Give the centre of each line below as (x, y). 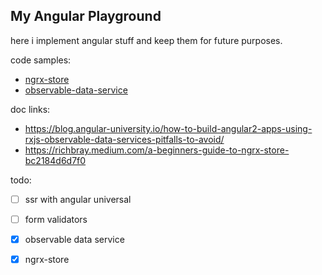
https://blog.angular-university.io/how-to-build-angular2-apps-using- (168, 128)
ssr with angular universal (78, 199)
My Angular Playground (86, 16)
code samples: (41, 60)
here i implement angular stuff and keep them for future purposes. (146, 40)
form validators (56, 219)
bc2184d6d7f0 (55, 160)
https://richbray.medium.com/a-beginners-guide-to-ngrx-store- (157, 150)
